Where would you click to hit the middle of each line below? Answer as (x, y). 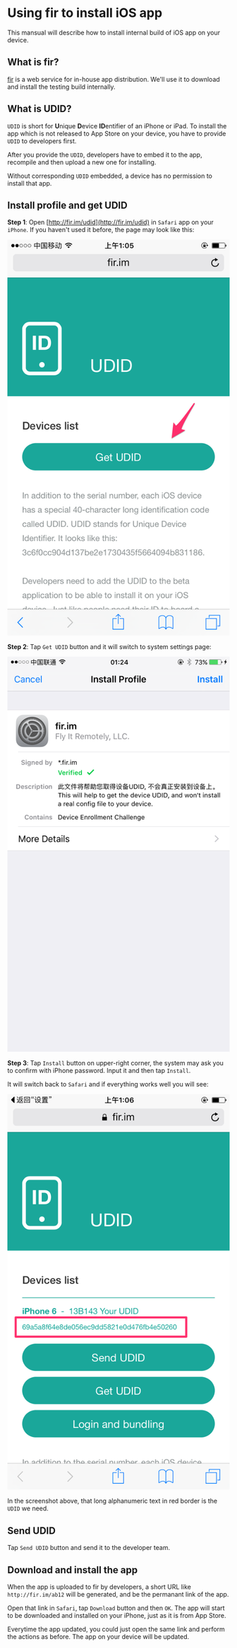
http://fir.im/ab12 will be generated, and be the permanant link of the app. (118, 1594)
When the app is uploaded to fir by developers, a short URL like (99, 1587)
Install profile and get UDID (68, 205)
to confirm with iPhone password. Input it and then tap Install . (99, 1070)
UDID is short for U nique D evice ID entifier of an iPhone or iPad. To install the (117, 126)
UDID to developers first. (42, 141)
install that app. (30, 183)
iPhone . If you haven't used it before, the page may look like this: (101, 230)
